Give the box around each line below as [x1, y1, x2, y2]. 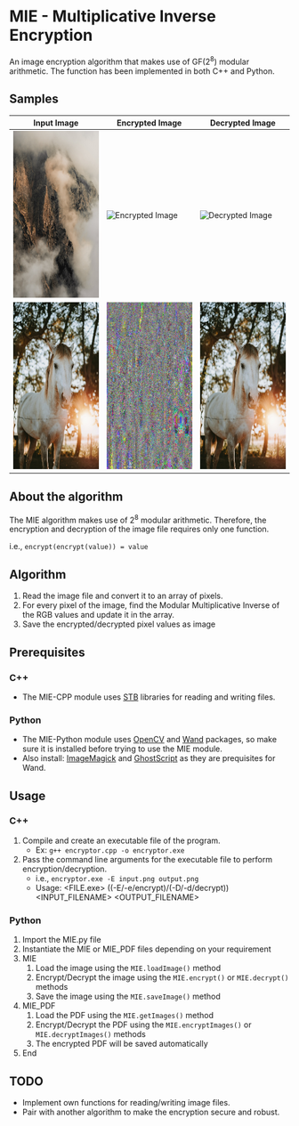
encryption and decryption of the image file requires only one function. [9, 523, 270, 535]
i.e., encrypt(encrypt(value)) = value [9, 541, 149, 552]
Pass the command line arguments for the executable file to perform [21, 854, 273, 864]
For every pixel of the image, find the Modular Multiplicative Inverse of [21, 600, 280, 611]
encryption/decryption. [21, 863, 108, 874]
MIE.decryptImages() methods [35, 1029, 147, 1040]
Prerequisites [9, 644, 85, 660]
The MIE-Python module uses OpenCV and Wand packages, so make [21, 734, 278, 745]
